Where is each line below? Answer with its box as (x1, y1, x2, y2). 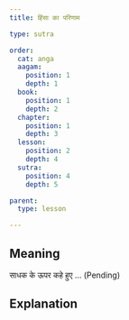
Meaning (9, 245, 60, 261)
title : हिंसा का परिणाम (9, 13, 80, 23)
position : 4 (25, 171, 70, 180)
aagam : (17, 62, 42, 72)
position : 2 (25, 146, 70, 156)
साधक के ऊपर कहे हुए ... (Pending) (9, 270, 121, 280)
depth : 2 (25, 105, 59, 114)
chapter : (17, 113, 51, 122)
